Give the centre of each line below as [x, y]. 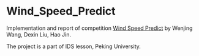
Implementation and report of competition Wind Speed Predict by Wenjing [99, 28]
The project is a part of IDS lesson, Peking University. [73, 46]
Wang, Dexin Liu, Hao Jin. [39, 34]
